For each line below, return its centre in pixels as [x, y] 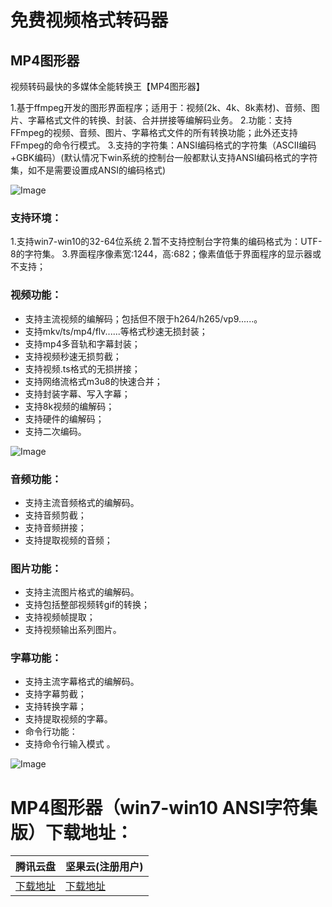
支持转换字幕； [55, 707]
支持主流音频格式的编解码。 [82, 502]
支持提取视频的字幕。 [68, 719]
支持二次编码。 [55, 431]
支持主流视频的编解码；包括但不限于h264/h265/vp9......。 [143, 318]
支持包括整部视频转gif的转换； [87, 605]
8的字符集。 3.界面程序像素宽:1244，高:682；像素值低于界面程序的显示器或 [166, 254]
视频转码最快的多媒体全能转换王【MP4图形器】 [107, 86]
